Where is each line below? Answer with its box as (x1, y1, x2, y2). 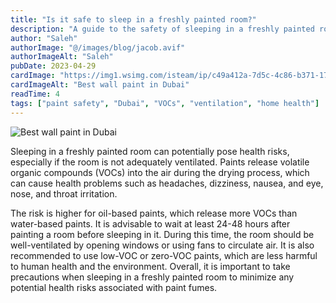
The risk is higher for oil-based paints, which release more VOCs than (10, 207, 298, 219)
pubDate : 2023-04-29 (10, 61, 97, 71)
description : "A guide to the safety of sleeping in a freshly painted (10, 24, 315, 34)
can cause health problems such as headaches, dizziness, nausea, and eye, (10, 177, 324, 189)
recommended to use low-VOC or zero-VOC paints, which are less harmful (10, 249, 318, 261)
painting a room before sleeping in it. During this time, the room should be (10, 228, 315, 240)
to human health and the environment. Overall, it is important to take (10, 260, 291, 272)
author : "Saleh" (10, 33, 78, 43)
